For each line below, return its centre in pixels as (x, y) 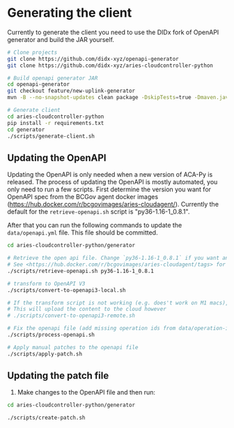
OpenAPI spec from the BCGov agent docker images (83, 197)
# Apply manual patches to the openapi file (73, 347)
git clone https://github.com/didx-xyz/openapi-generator (93, 59)
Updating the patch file (58, 376)
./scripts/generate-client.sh (51, 136)
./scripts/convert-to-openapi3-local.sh (67, 290)
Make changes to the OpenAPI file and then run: (86, 392)
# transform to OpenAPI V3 (46, 283)
